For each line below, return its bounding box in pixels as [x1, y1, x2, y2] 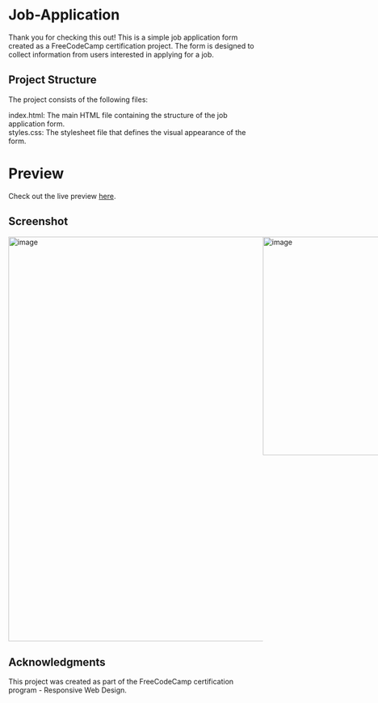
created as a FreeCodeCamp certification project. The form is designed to [8, 40, 254, 50]
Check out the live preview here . [8, 191, 116, 201]
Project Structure [8, 73, 97, 87]
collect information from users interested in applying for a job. [8, 49, 214, 59]
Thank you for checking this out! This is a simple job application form [8, 32, 238, 42]
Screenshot [8, 214, 69, 228]
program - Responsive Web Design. [8, 685, 128, 695]
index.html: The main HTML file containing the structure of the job [8, 110, 228, 120]
